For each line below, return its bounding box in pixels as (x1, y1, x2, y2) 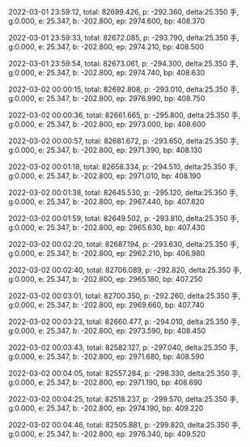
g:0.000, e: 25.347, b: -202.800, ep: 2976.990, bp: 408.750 (8, 94, 206, 103)
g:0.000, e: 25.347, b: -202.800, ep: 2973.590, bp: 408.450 (8, 326, 206, 335)
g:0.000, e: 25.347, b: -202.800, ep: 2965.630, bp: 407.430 (8, 223, 206, 232)
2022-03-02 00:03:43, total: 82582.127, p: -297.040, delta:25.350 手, (8, 343, 239, 352)
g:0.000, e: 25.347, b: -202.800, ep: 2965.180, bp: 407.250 (8, 275, 203, 283)
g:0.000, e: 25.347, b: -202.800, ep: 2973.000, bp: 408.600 (8, 120, 206, 129)
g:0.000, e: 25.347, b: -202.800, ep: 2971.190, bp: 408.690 (8, 377, 203, 387)
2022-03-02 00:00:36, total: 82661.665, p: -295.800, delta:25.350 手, (8, 110, 241, 120)
